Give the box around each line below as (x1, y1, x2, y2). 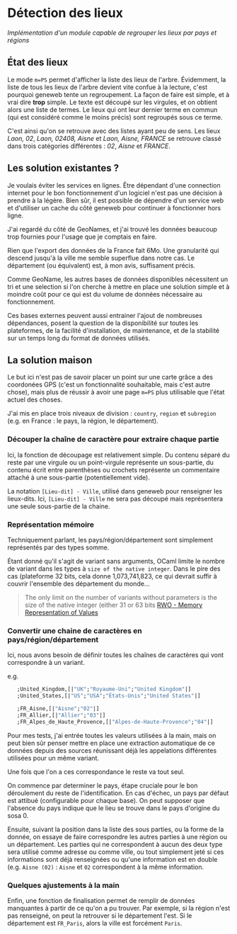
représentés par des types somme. (7, 543, 110, 552)
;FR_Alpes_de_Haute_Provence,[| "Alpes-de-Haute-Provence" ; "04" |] (16, 718, 214, 725)
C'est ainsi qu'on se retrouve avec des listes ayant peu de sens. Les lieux (7, 126, 221, 135)
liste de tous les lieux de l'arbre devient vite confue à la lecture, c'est (7, 83, 208, 91)
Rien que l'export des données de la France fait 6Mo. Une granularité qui (7, 246, 219, 254)
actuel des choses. (7, 395, 62, 404)
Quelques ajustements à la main (7, 880, 120, 890)
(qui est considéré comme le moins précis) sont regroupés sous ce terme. (7, 113, 223, 121)
